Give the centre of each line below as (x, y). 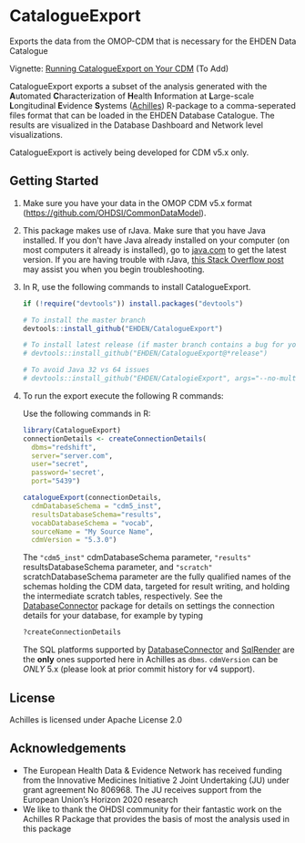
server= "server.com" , (72, 456)
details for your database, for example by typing (112, 616)
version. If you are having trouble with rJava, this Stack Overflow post (153, 259)
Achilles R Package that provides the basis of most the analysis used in (156, 818)
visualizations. (36, 134)
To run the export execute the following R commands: (123, 395)
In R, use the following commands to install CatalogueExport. (137, 286)
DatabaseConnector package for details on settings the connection (148, 606)
